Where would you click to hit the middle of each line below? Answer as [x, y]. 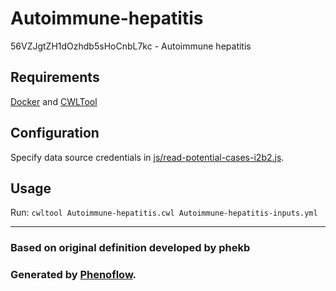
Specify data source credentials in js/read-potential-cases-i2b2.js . [147, 157]
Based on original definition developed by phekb [130, 248]
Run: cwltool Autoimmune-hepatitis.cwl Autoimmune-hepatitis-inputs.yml [164, 213]
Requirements [55, 77]
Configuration [55, 133]
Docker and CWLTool [54, 101]
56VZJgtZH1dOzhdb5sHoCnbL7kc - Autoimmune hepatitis [131, 46]
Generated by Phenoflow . [73, 275]
